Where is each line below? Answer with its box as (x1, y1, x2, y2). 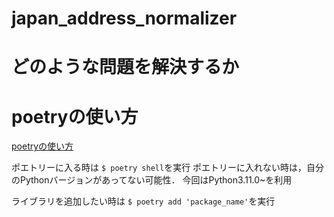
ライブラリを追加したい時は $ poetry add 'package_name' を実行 (11, 195, 276, 207)
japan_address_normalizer (11, 7, 238, 30)
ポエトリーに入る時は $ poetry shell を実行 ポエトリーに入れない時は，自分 (11, 162, 325, 174)
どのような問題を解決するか (11, 56, 240, 79)
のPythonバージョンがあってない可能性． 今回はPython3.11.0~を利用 (11, 174, 293, 186)
